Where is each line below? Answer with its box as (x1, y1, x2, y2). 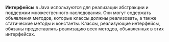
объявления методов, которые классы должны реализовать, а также (5, 15, 157, 21)
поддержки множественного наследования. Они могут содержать (5, 10, 152, 16)
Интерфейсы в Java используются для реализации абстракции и (5, 5, 149, 10)
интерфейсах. (5, 31, 36, 37)
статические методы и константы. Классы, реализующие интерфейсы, (5, 20, 160, 26)
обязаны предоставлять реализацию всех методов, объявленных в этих (5, 26, 164, 32)
